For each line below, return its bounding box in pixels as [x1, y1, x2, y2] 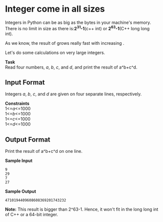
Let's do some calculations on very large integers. [5, 50, 106, 55]
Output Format [5, 135, 51, 144]
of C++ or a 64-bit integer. [5, 212, 58, 218]
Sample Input [5, 158, 33, 164]
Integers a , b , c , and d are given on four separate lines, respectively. [5, 91, 142, 97]
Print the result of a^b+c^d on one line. [5, 148, 83, 154]
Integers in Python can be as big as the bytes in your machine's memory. [5, 19, 151, 25]
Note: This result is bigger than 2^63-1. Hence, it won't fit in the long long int [5, 206, 159, 212]
